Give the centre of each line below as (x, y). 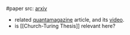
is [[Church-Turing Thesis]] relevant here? (65, 26)
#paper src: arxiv (27, 8)
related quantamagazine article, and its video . (69, 20)
